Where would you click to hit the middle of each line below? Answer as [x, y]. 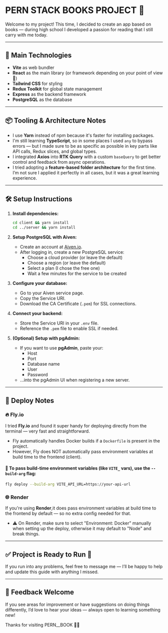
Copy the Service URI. [43, 298]
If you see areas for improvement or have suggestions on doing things [77, 604]
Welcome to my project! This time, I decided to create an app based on [78, 24]
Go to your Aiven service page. [52, 293]
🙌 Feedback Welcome [39, 592]
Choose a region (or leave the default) [66, 263]
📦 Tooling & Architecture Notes [56, 121]
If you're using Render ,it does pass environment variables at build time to [81, 508]
